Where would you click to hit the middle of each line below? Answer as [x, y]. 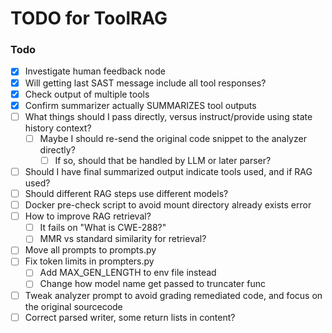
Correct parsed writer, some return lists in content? [130, 317]
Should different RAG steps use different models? [126, 193]
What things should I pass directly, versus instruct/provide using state [168, 116]
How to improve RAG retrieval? [88, 216]
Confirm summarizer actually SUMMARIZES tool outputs [140, 105]
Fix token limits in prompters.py [89, 261]
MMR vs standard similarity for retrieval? [123, 239]
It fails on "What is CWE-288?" [103, 228]
